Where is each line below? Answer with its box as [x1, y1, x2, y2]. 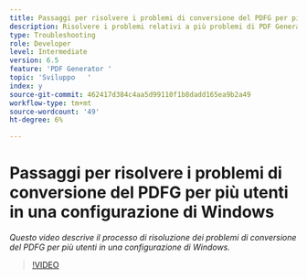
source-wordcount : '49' [9, 107, 101, 116]
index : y [9, 81, 43, 91]
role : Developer [9, 38, 71, 48]
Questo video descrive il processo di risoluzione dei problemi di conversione [9, 232, 297, 243]
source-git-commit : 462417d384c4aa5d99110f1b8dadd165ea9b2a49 [9, 90, 251, 99]
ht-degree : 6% [9, 115, 64, 124]
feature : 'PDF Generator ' [9, 65, 112, 74]
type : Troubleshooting [9, 30, 96, 39]
